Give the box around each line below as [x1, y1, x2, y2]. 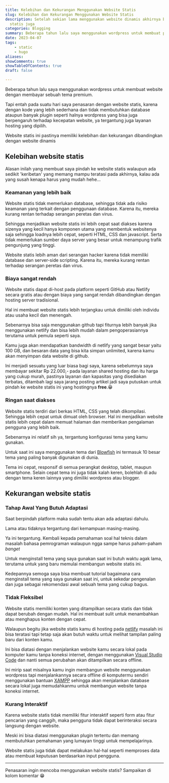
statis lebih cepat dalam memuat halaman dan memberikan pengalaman [5, 419, 154, 425]
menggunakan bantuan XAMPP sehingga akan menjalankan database [5, 677, 149, 683]
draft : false [5, 68, 33, 73]
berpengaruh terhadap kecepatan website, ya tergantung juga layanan [5, 118, 151, 123]
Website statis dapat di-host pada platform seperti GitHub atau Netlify [5, 286, 150, 292]
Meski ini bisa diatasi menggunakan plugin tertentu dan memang [5, 732, 139, 738]
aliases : [5, 54, 24, 59]
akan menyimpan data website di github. [5, 353, 90, 359]
